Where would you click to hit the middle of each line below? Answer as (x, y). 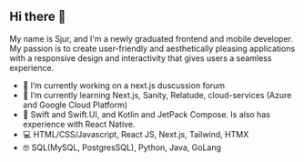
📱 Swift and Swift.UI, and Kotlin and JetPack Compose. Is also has (147, 114)
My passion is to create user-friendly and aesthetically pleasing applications (152, 48)
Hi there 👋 (38, 17)
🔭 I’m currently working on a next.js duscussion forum (124, 85)
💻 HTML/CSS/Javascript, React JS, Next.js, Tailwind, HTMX (136, 134)
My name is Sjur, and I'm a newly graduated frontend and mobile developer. (151, 38)
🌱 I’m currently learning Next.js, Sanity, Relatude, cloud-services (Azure (157, 95)
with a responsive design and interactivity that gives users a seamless (141, 58)
